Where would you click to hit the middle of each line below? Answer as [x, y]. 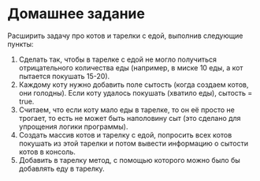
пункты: [20, 43]
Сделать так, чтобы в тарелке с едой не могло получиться [118, 59]
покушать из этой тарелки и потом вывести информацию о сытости [134, 143]
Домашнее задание [76, 14]
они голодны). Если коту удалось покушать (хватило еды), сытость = [136, 92]
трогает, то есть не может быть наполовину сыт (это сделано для [130, 118]
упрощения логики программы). [73, 126]
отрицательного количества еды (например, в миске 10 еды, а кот [131, 67]
